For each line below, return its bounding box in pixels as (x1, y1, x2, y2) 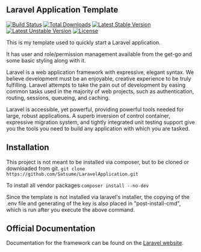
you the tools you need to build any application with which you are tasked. (6, 124, 190, 132)
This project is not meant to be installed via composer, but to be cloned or (6, 158, 190, 165)
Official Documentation (6, 224, 96, 234)
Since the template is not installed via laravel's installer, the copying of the (6, 193, 190, 200)
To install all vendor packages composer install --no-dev (6, 182, 149, 189)
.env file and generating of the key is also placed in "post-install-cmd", (6, 200, 181, 207)
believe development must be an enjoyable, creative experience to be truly (6, 75, 191, 82)
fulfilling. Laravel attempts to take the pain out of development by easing (6, 81, 186, 88)
